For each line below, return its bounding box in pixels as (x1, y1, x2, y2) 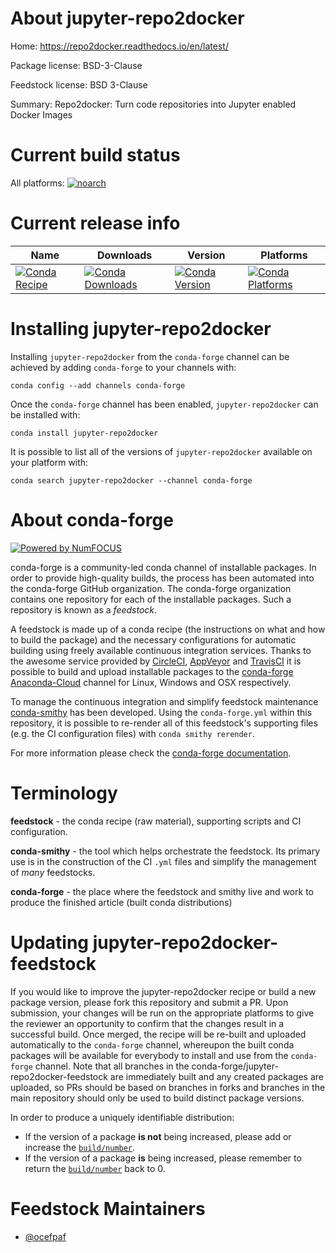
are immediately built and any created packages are (109, 1070, 324, 1082)
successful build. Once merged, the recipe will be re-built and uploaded (10, 1028, 307, 1040)
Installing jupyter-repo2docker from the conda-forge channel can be (10, 350, 290, 362)
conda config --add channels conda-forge (10, 380, 186, 391)
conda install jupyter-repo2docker (10, 428, 159, 438)
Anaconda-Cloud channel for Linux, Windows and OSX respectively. (10, 676, 292, 688)
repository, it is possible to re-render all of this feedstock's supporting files (10, 717, 318, 729)
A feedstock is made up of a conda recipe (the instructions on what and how (10, 623, 326, 635)
